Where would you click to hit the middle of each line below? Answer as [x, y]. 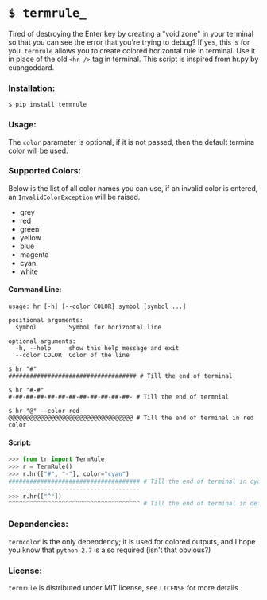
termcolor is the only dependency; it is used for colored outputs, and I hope [132, 541]
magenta [34, 254]
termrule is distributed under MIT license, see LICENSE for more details [123, 587]
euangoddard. [31, 67]
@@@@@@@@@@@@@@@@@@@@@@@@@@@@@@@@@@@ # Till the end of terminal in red [131, 418]
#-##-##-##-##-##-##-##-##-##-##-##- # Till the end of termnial [118, 397]
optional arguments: [43, 341]
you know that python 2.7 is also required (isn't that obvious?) [110, 550]
